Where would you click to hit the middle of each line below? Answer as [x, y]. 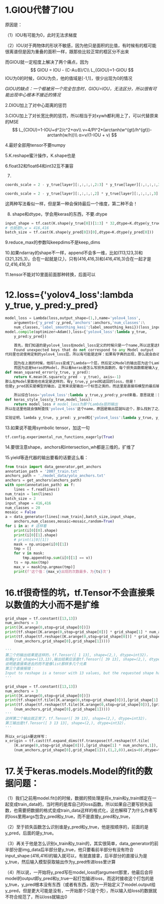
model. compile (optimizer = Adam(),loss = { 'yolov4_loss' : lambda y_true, [76, 332]
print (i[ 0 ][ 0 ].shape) [36, 530]
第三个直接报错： [20, 669]
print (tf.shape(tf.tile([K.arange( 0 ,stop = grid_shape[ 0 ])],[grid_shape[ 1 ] [82, 700]
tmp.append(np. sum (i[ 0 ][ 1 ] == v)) [58, 558]
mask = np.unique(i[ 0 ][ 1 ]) [41, 544]
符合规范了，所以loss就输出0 [38, 897]
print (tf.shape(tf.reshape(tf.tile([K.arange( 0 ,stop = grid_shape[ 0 [74, 705]
